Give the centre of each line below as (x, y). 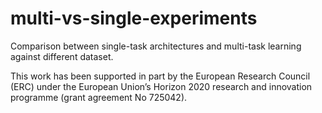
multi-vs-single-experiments (134, 18)
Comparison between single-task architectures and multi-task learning (156, 46)
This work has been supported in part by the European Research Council (160, 76)
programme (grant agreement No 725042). (99, 97)
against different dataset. (62, 56)
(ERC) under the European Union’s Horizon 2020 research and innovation (161, 86)
